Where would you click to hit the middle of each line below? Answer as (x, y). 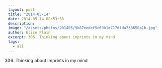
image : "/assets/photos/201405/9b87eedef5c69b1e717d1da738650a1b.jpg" (83, 28)
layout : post (22, 10)
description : (22, 23)
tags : (14, 42)
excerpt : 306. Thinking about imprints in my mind (62, 37)
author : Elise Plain (30, 33)
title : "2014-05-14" (30, 14)
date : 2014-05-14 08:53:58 (36, 19)
